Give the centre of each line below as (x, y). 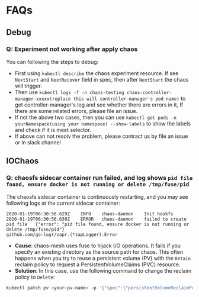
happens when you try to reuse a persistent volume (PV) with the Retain (103, 258)
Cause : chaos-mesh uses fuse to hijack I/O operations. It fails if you (97, 246)
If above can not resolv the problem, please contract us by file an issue (101, 136)
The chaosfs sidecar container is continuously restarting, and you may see (97, 196)
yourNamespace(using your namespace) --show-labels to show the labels (103, 123)
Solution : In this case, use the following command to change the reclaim (103, 270)
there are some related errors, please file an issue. (76, 111)
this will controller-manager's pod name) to (129, 98)
